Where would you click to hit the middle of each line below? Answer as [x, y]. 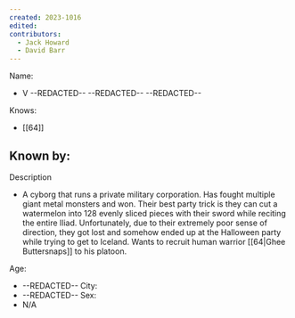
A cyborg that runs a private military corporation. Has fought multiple [148, 194]
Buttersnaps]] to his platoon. [74, 251]
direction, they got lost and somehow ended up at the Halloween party [152, 232]
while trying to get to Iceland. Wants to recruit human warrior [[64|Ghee [154, 241]
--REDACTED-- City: [60, 285]
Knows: [23, 110]
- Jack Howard [43, 42]
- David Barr [41, 51]
